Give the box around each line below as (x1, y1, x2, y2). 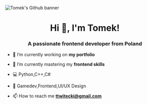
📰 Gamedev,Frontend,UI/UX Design (12, 83, 86, 89)
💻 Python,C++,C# (12, 71, 51, 77)
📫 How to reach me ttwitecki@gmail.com (12, 93, 102, 99)
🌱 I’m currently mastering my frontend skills (12, 61, 105, 67)
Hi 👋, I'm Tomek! (50, 23, 120, 34)
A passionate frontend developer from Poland (27, 40, 142, 47)
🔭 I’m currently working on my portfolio (12, 52, 95, 58)
